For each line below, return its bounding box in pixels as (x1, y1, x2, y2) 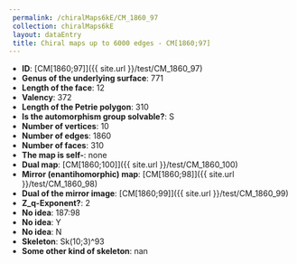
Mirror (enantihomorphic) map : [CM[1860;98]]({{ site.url (21, 169, 235, 180)
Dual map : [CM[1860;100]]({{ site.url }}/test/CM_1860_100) (21, 159, 238, 170)
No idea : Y (21, 217, 62, 228)
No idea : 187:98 (21, 207, 80, 218)
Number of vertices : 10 (21, 121, 109, 132)
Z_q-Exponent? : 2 (21, 198, 91, 209)
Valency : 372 (21, 92, 72, 103)
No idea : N (21, 227, 62, 238)
